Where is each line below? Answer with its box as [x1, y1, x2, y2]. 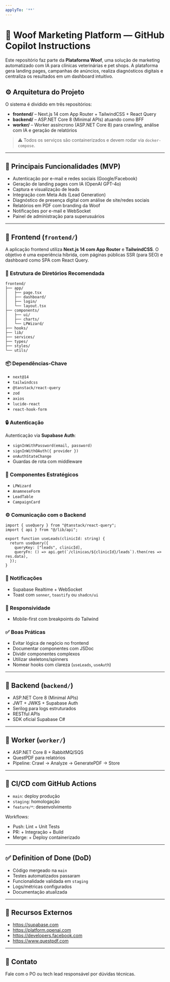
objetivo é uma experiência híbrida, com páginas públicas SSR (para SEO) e [5, 252, 163, 258]
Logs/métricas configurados [12, 883, 72, 890]
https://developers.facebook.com [12, 933, 82, 939]
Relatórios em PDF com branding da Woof [12, 203, 100, 209]
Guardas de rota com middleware [12, 458, 82, 464]
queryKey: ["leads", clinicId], [14, 545, 82, 550]
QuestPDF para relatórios [12, 755, 66, 761]
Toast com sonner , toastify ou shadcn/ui [12, 591, 99, 597]
